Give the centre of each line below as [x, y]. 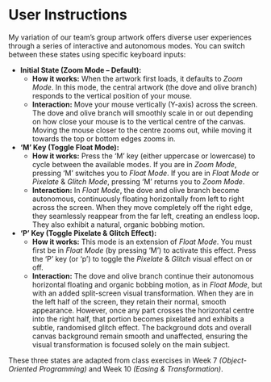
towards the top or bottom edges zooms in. [104, 138]
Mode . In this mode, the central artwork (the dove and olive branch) [144, 87]
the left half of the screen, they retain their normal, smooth [129, 301]
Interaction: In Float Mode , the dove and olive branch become [135, 190]
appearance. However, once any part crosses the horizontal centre [143, 310]
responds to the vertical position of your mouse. [112, 95]
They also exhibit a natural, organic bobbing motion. [119, 225]
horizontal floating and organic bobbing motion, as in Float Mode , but [147, 284]
